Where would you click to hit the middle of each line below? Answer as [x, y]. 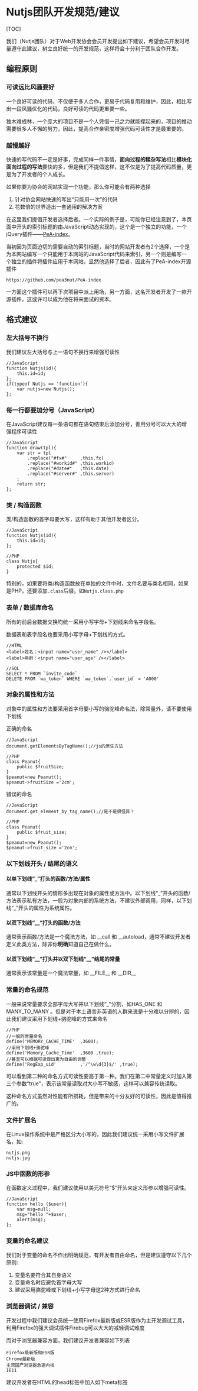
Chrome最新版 [21, 1359]
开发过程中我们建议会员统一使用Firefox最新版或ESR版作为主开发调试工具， [97, 1320]
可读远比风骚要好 [30, 88]
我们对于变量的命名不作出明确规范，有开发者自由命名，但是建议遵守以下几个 [99, 1255]
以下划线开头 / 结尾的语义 [42, 863]
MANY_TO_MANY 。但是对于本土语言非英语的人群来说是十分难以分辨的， [95, 1011]
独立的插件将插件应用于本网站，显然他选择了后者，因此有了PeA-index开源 [101, 261]
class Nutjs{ [22, 562]
